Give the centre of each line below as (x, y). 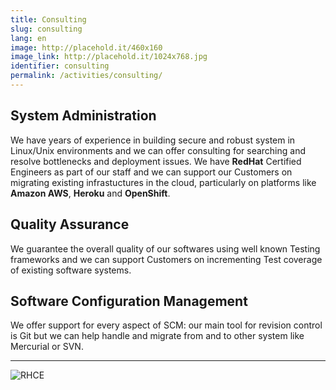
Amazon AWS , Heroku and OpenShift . (90, 193)
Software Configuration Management (129, 301)
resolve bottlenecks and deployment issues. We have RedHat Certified (156, 161)
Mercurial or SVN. (47, 347)
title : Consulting (48, 19)
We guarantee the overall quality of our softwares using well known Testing (165, 248)
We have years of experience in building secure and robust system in (153, 140)
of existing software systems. (71, 270)
